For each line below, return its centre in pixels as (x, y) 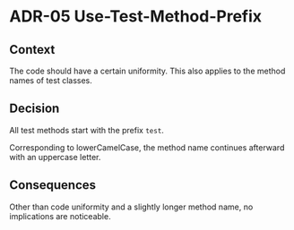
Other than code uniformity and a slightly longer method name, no (131, 207)
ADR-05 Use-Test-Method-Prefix (136, 17)
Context (32, 50)
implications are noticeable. (60, 216)
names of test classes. (51, 81)
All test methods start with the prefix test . (86, 130)
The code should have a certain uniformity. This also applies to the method (147, 71)
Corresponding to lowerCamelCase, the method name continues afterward (147, 147)
